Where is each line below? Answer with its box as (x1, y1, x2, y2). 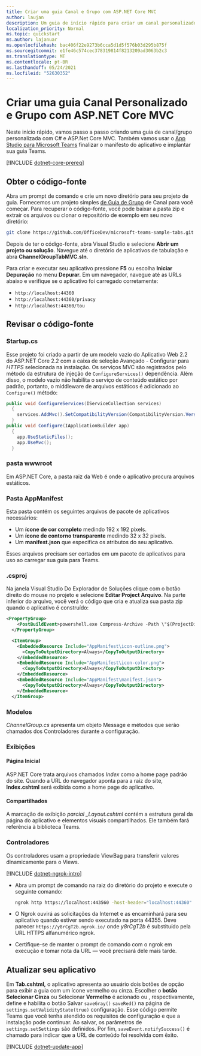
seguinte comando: (14, 888, 63, 895)
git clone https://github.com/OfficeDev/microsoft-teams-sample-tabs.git (6, 230, 194, 236)
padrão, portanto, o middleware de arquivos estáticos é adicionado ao (6, 382, 179, 390)
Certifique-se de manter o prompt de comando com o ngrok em (14, 941, 172, 948)
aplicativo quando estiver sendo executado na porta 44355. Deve (14, 916, 176, 924)
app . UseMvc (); (17, 439, 52, 445)
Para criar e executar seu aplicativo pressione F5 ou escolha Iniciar (6, 264, 172, 271)
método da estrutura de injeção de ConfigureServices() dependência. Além (6, 370, 193, 377)
